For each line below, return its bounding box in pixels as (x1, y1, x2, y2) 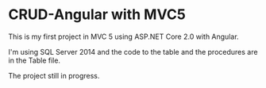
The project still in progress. (8, 71, 100, 80)
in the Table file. (8, 55, 61, 65)
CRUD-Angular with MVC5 (8, 6, 187, 24)
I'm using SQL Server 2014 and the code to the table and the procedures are (8, 47, 258, 56)
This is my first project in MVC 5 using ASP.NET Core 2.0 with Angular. (8, 32, 240, 41)
